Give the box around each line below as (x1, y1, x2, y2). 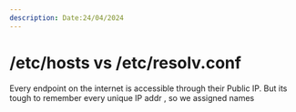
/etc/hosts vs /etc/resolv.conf (9, 52, 241, 73)
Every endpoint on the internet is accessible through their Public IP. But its (9, 83, 288, 94)
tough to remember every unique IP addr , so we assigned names (9, 92, 255, 103)
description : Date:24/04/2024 (9, 13, 125, 23)
